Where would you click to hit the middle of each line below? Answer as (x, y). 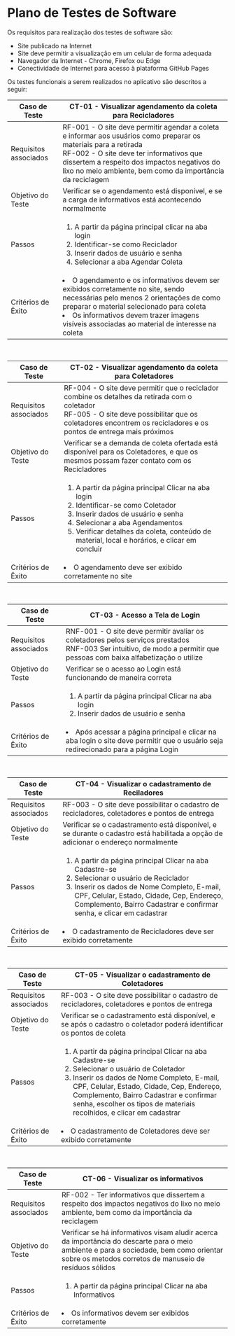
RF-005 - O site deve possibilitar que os (131, 414)
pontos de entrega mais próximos (119, 431)
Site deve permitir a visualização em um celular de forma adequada (114, 53)
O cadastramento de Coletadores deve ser (140, 1131)
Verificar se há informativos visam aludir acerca (140, 1232)
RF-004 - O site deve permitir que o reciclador (141, 388)
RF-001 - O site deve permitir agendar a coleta (141, 127)
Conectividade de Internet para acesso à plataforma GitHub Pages (113, 68)
